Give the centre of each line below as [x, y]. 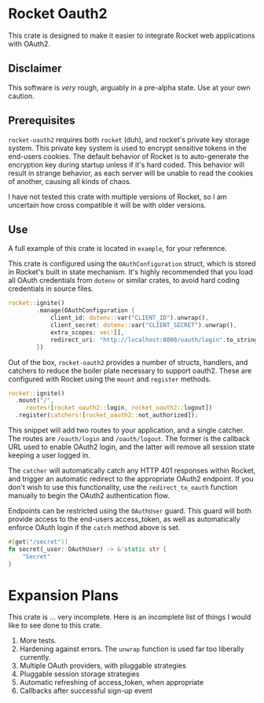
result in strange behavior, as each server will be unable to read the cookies [131, 173]
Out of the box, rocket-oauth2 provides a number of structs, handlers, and [128, 362]
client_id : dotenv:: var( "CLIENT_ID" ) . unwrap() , [130, 318]
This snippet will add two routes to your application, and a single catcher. [126, 430]
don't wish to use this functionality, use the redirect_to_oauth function [123, 487]
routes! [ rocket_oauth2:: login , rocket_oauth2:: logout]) [119, 408]
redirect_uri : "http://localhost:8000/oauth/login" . [138, 340]
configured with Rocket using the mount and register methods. [110, 379]
